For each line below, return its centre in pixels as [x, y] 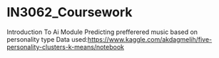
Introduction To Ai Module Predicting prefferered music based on [102, 32]
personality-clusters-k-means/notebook [66, 47]
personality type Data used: [47, 39]
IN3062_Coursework [70, 12]
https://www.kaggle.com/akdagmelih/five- [150, 39]
